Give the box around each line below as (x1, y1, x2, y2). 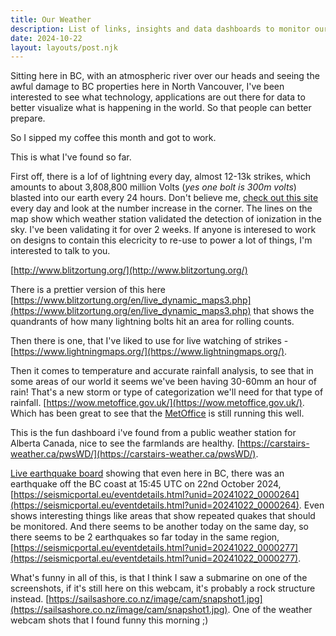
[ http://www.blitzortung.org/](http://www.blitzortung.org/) (10, 264, 248, 276)
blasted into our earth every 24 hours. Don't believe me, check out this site (10, 192, 319, 204)
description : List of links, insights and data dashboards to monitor (10, 24, 311, 34)
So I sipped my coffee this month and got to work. (10, 132, 217, 144)
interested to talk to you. (10, 245, 111, 257)
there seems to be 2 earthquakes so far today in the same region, (10, 531, 280, 543)
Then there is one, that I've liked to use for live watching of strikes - (10, 335, 289, 347)
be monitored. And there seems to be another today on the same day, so (10, 521, 309, 533)
